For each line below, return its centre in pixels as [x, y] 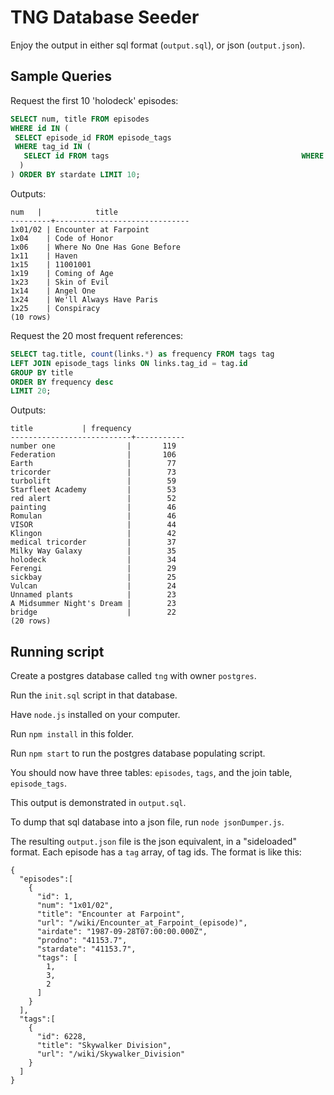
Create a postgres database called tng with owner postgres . [133, 676]
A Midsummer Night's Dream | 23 [93, 604]
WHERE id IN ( [40, 128]
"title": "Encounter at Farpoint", [111, 914]
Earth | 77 [93, 464]
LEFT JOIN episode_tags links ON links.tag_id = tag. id [129, 363]
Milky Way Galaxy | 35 [93, 551]
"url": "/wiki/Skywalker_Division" [111, 1054]
